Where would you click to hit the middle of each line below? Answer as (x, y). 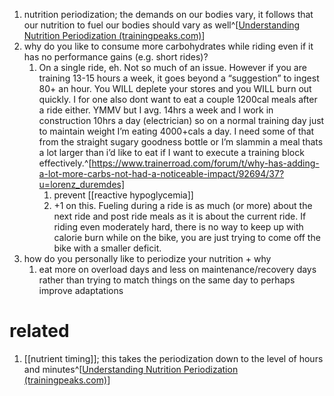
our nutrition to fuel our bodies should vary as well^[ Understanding (162, 25)
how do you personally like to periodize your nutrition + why (147, 258)
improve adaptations (81, 290)
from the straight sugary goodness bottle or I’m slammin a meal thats (181, 142)
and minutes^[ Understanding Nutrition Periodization (131, 369)
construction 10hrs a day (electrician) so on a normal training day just (181, 120)
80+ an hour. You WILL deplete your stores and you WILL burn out (175, 88)
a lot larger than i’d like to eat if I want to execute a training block (171, 152)
